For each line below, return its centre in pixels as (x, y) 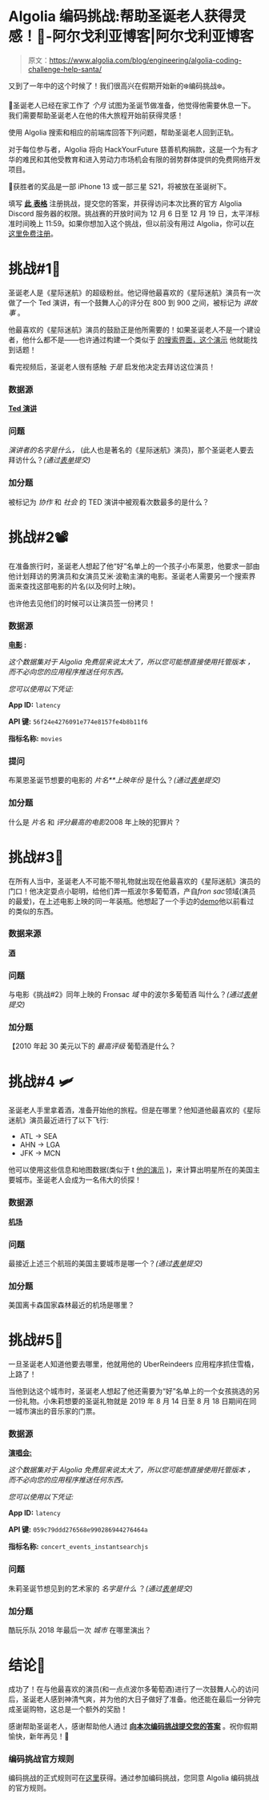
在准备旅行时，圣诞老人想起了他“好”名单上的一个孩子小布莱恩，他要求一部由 (134, 566)
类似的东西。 (36, 911)
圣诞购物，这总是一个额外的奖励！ (71, 1709)
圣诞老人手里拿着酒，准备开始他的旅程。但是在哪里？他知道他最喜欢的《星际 (134, 1110)
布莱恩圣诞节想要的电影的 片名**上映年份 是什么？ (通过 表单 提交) (115, 780)
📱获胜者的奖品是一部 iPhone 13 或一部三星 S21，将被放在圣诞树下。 (119, 186)
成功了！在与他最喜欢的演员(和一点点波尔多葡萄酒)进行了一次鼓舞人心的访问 (134, 1689)
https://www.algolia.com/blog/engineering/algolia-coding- (145, 60)
